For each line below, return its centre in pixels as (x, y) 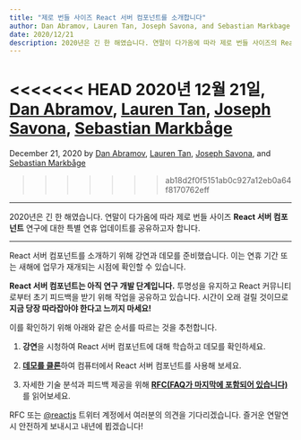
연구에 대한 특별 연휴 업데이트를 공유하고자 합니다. (113, 228)
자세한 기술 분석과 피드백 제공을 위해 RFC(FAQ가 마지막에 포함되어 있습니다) (155, 385)
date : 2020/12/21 (42, 34)
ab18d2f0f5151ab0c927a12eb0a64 (228, 180)
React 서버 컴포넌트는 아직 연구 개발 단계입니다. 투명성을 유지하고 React (135, 286)
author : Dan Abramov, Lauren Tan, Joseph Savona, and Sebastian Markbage (150, 26)
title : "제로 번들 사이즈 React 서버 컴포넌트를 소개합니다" (108, 18)
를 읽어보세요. (47, 396)
